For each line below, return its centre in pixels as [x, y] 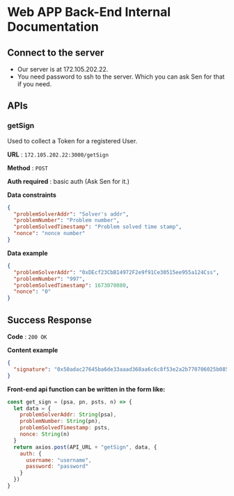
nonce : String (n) [45, 434]
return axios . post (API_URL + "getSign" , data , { [85, 447]
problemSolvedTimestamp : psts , [65, 428]
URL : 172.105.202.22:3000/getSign [58, 154]
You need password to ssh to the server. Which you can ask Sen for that [121, 77]
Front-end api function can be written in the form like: [86, 389]
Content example [33, 350]
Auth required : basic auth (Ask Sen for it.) [69, 181]
